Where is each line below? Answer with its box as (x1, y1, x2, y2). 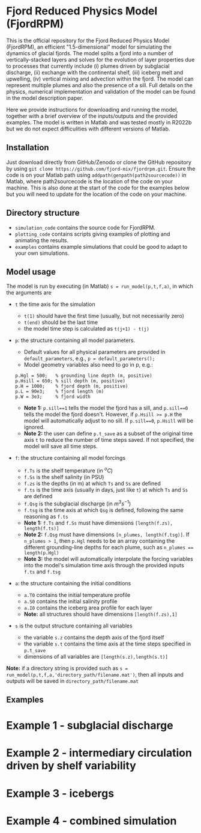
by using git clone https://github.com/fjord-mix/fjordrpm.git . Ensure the (6, 165, 196, 172)
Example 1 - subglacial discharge (6, 719, 173, 733)
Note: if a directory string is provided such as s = (6, 664, 128, 671)
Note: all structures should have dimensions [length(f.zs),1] (23, 610, 178, 617)
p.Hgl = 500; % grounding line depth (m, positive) (14, 373, 152, 379)
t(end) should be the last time (23, 319, 98, 326)
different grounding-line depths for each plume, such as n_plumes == (23, 543, 194, 551)
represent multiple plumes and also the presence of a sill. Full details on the (6, 81, 193, 88)
